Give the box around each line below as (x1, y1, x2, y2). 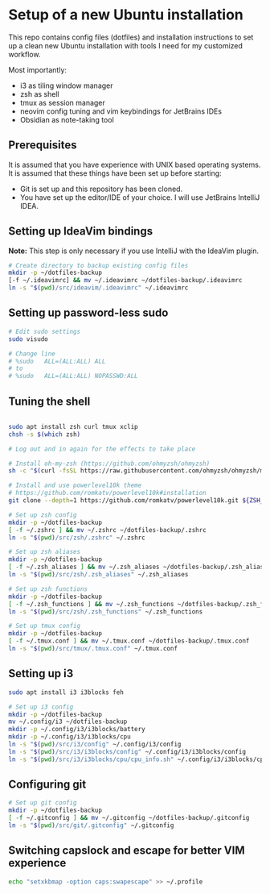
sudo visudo (8, 335, 48, 343)
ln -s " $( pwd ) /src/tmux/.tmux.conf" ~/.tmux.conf (8, 645, 178, 653)
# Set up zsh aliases (8, 548, 81, 556)
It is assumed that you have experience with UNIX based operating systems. (8, 160, 261, 169)
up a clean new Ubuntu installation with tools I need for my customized (8, 40, 243, 50)
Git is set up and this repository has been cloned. (19, 184, 183, 193)
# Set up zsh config (8, 510, 78, 519)
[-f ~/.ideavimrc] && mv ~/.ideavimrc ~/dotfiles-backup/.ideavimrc (8, 277, 243, 285)
